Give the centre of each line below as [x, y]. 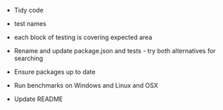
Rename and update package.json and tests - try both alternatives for [115, 51]
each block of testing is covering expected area [83, 37]
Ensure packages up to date [55, 72]
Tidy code [28, 10]
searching [28, 58]
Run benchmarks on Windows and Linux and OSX [86, 85]
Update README [38, 99]
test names [30, 23]
